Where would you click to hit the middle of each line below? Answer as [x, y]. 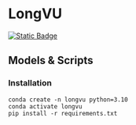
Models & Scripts [51, 61]
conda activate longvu [45, 106]
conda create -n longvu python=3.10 [68, 100]
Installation [30, 83]
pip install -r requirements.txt [63, 113]
